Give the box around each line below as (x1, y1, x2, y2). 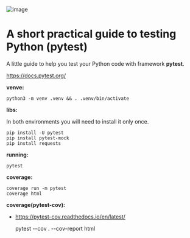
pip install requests (6, 140, 62, 146)
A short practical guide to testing (6, 27, 177, 41)
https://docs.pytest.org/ (6, 72, 66, 79)
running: (6, 151, 29, 158)
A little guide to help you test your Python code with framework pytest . (6, 60, 185, 67)
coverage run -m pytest (6, 185, 67, 191)
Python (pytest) (6, 40, 88, 54)
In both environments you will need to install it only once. (6, 117, 149, 125)
